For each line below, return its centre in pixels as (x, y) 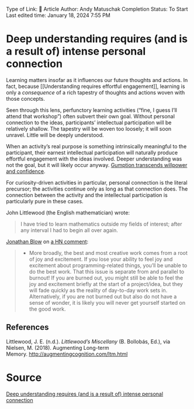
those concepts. (26, 98)
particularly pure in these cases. (45, 201)
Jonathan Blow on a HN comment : (47, 241)
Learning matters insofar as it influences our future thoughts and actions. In (97, 80)
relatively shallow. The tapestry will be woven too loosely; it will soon (89, 128)
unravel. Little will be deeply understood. (55, 135)
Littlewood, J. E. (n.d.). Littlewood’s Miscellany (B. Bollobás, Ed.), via (88, 341)
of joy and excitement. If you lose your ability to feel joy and (101, 259)
